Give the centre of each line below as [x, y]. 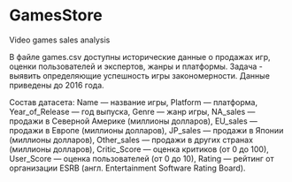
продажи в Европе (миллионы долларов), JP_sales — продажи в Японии [146, 130]
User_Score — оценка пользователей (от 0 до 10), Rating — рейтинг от [142, 158]
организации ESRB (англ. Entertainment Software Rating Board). [127, 168]
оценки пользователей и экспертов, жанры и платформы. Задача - [136, 66]
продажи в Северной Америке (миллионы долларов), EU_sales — [134, 121]
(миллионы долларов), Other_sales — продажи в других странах [131, 140]
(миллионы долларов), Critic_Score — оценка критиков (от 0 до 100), [139, 149]
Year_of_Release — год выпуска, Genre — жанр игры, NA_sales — [132, 111]
